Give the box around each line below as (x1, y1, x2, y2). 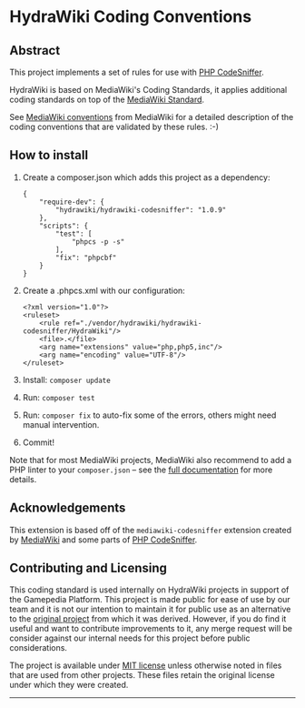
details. (9, 473, 37, 484)
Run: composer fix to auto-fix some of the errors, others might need (22, 410, 277, 420)
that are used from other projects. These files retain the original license (9, 670, 275, 681)
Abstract (9, 43, 61, 58)
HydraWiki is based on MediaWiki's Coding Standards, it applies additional (9, 85, 288, 95)
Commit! (22, 437, 54, 448)
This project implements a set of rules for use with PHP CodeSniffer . (9, 66, 265, 77)
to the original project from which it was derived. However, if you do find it (9, 613, 287, 624)
